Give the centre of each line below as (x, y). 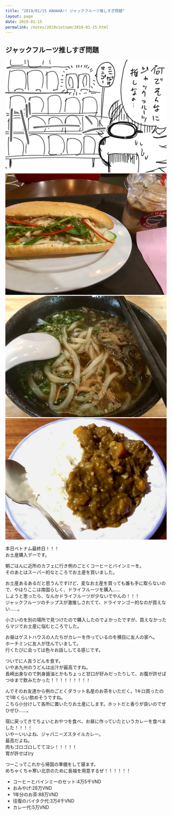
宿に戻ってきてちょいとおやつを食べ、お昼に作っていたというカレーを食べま (86, 721)
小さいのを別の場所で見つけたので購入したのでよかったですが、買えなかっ (84, 620)
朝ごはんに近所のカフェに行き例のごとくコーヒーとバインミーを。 (75, 566)
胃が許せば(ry (20, 753)
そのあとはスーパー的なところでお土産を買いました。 (61, 572)
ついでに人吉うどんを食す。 (34, 661)
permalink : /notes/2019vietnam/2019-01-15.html (57, 27)
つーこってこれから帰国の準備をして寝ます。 (52, 764)
